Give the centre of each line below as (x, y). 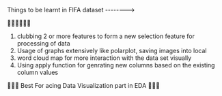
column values (38, 72)
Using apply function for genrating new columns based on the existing (116, 65)
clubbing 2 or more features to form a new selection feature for (106, 36)
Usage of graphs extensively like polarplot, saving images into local (112, 51)
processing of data (43, 43)
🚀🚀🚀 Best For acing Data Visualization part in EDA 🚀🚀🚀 (84, 85)
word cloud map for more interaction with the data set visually (104, 58)
